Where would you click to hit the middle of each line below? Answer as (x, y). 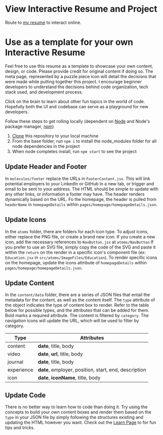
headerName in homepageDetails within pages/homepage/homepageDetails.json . (81, 204)
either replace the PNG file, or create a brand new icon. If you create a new (80, 237)
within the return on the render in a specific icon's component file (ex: (75, 252)
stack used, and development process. (44, 92)
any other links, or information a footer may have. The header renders (75, 194)
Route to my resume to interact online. (43, 22)
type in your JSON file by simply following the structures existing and (74, 417)
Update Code (26, 395)
